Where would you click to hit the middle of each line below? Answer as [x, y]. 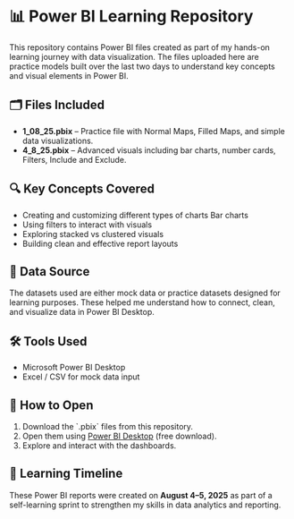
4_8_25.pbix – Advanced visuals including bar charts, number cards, [149, 150]
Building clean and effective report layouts [100, 243]
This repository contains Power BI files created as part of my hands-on [140, 47]
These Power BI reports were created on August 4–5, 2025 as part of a [141, 495]
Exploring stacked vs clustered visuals [92, 234]
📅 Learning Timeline [66, 474]
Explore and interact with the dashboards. [99, 446]
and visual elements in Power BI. [69, 75]
